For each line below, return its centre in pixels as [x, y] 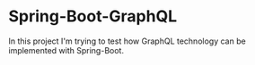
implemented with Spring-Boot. [66, 50]
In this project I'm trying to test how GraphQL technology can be [127, 41]
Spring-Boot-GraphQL [93, 16]
